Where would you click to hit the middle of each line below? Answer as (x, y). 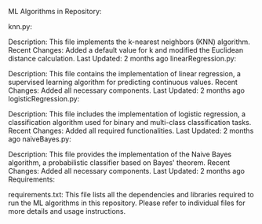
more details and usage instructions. (67, 211)
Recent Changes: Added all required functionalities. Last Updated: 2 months (131, 130)
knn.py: (20, 26)
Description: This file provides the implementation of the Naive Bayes (120, 154)
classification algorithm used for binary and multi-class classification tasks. (130, 122)
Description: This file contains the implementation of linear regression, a (124, 73)
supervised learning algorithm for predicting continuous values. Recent (123, 82)
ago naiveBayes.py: (40, 139)
